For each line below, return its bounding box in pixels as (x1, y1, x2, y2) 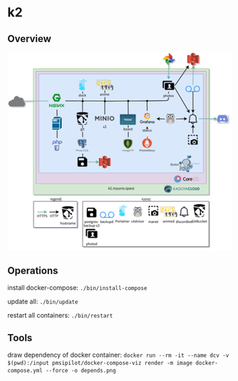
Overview (7, 33, 52, 45)
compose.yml (7, 367, 43, 375)
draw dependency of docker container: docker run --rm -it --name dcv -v (7, 350, 229, 360)
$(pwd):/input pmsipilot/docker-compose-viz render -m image (7, 360, 193, 367)
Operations (7, 264, 58, 276)
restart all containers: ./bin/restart (7, 311, 113, 320)
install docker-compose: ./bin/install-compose (7, 283, 148, 292)
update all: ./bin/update (7, 297, 78, 306)
